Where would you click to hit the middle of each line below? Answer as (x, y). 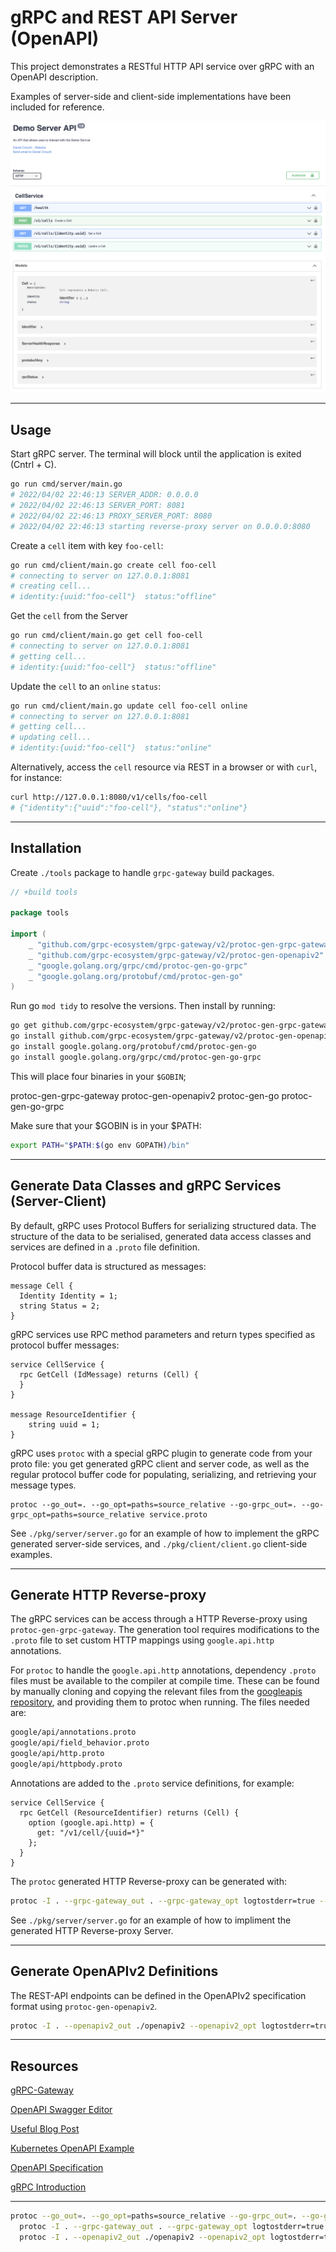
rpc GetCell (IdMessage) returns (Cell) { (109, 1374)
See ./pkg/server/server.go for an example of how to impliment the (151, 1920)
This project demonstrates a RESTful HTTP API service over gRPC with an (162, 66)
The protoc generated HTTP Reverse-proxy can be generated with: (148, 1881)
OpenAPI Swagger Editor (61, 2110)
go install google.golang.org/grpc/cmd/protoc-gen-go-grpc (136, 1057)
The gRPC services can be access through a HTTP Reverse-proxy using (159, 1619)
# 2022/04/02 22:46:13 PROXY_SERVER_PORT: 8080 (111, 516)
